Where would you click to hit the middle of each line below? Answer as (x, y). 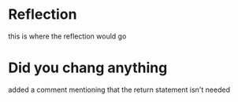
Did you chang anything (88, 68)
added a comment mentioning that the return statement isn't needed (119, 89)
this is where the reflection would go (67, 36)
